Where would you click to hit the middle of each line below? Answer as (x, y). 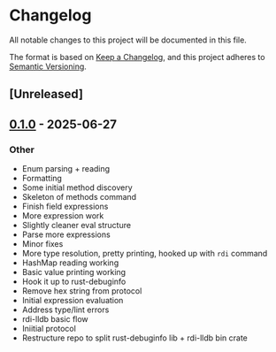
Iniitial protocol (49, 329)
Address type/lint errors (65, 310)
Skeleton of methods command (79, 197)
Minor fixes (42, 244)
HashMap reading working (70, 263)
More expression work (63, 216)
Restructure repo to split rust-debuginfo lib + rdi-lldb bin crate (134, 338)
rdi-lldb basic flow (55, 319)
